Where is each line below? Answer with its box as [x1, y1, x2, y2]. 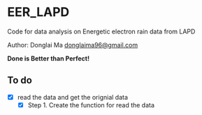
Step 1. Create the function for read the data [27, 100, 155, 109]
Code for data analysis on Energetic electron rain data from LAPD [7, 27, 196, 36]
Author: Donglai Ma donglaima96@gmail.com [7, 40, 138, 49]
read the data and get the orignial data [17, 93, 128, 101]
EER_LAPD [7, 4, 70, 20]
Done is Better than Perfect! [7, 54, 89, 63]
